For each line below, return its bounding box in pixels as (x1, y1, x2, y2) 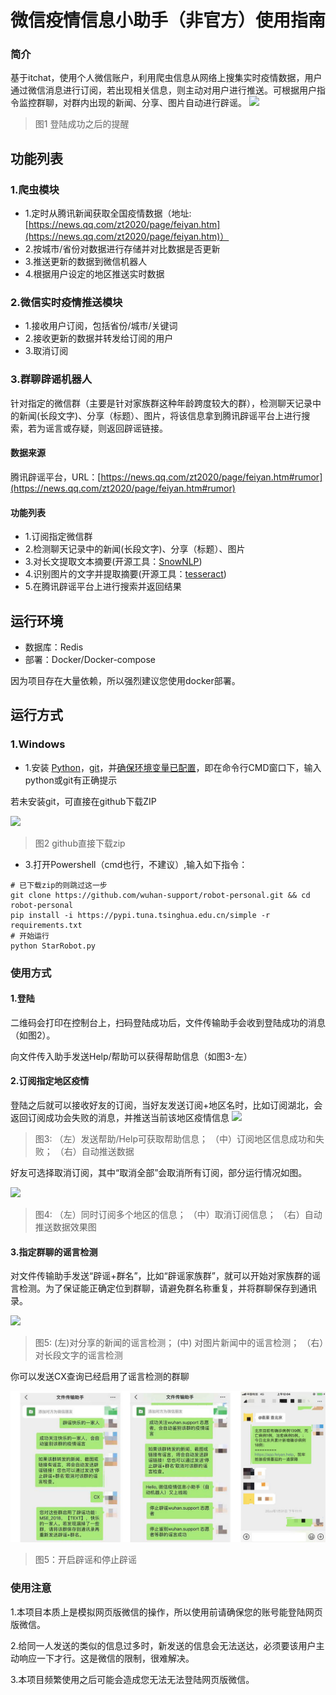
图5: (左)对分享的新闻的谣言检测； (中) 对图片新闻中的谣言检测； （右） (34, 1337, 325, 1349)
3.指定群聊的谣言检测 (10, 1246, 98, 1258)
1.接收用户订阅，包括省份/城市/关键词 (24, 320, 178, 332)
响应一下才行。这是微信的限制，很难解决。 (18, 1652, 195, 1664)
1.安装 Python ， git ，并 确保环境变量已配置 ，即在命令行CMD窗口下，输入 (24, 761, 322, 773)
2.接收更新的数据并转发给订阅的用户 (24, 332, 174, 345)
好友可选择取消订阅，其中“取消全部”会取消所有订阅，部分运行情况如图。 (10, 1167, 308, 1178)
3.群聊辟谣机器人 (10, 372, 93, 386)
